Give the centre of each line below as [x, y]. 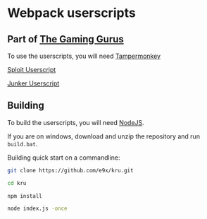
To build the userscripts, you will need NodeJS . [76, 122]
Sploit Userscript [32, 70]
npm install [25, 196]
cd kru [17, 183]
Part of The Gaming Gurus [66, 39]
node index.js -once [38, 209]
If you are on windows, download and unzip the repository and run [104, 136]
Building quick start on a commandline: [64, 158]
